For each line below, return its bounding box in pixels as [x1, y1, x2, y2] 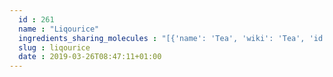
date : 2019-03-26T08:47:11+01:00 [18, 52, 162, 62]
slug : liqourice [18, 42, 91, 53]
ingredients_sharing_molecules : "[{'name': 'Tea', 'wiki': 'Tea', [18, 33, 306, 43]
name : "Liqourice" [18, 24, 100, 34]
